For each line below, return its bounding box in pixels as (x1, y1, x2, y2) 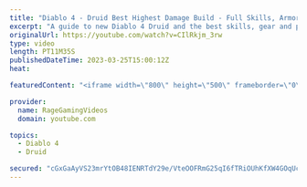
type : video (9, 38, 55, 48)
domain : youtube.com (17, 114, 96, 123)
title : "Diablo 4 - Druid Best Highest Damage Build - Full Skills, (9, 13, 276, 23)
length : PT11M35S (9, 47, 76, 57)
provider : (9, 97, 48, 106)
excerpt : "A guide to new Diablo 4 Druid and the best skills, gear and (9, 22, 292, 31)
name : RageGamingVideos (17, 106, 108, 115)
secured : (9, 164, 43, 173)
